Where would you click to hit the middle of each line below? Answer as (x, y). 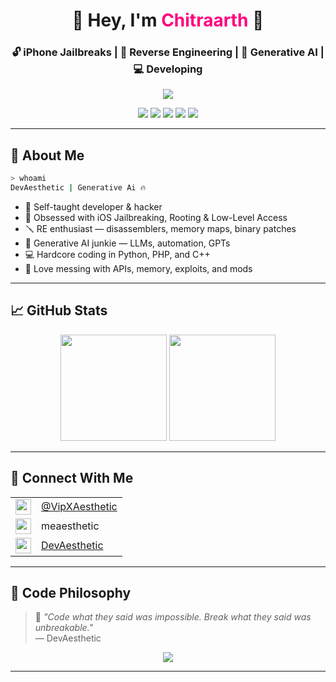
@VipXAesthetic (79, 507)
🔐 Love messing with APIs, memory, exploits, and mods (138, 269)
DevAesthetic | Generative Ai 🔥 (78, 188)
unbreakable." (64, 628)
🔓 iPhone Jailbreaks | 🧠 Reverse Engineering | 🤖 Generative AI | (168, 52)
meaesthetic (70, 526)
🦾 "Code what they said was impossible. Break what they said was (173, 617)
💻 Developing (168, 69)
